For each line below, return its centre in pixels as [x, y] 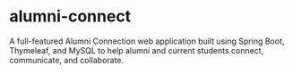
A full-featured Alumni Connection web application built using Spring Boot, [147, 41]
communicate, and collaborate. [66, 60]
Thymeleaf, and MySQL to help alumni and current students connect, [137, 50]
